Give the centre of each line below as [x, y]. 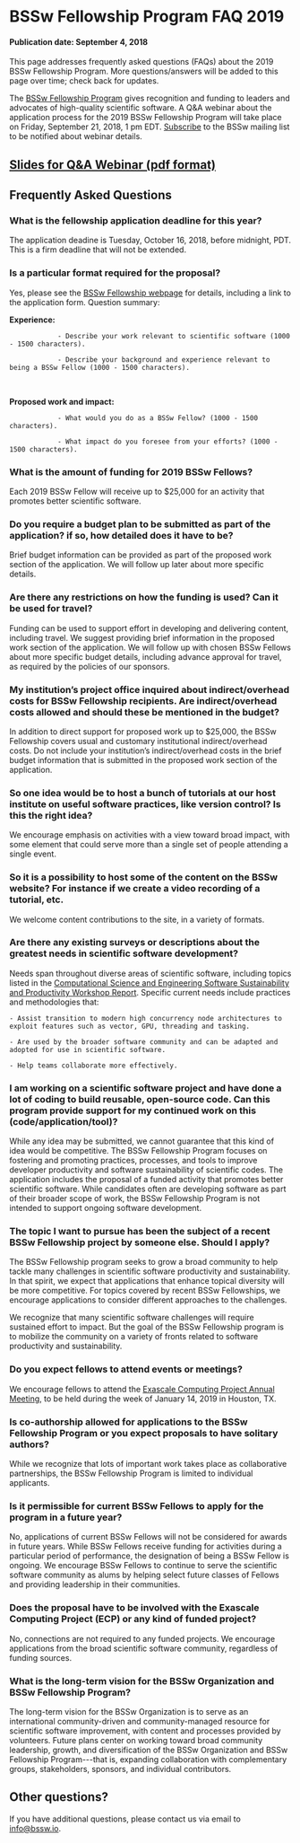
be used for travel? [51, 609]
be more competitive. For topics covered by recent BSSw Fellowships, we [145, 1291]
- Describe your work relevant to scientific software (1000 [174, 336]
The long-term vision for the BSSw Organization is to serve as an [129, 1711]
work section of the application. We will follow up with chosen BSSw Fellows [150, 647]
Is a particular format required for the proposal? [115, 273]
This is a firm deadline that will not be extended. [98, 250]
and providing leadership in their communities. [95, 1584]
